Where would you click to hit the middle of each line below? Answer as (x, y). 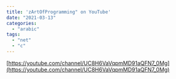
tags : (13, 35)
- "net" (22, 40)
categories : (21, 23)
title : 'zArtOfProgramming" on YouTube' (59, 12)
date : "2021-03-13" (31, 18)
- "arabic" (26, 29)
